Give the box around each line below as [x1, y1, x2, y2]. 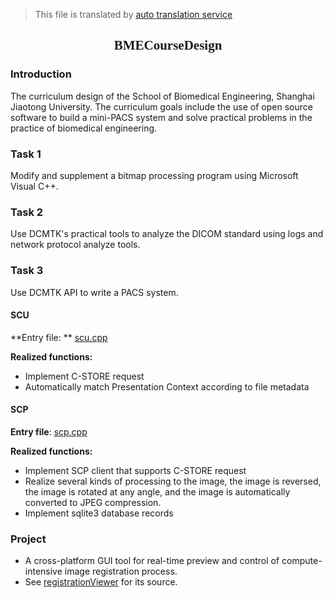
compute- [281, 555, 323, 567]
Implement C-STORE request [24, 370, 145, 382]
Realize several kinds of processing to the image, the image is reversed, [24, 475, 322, 487]
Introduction [10, 67, 72, 81]
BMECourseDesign [113, 37, 223, 54]
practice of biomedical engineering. [10, 122, 158, 134]
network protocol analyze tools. [10, 239, 141, 251]
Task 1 [10, 147, 42, 161]
